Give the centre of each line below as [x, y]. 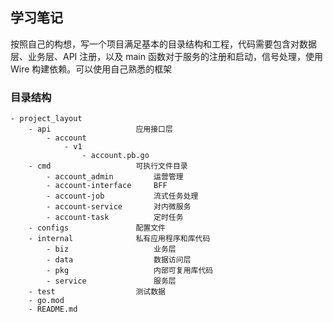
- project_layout [46, 119]
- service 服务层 [111, 281]
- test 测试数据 [97, 292]
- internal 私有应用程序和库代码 [119, 239]
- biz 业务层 [111, 249]
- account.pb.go [115, 156]
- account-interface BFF [107, 186]
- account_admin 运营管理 [115, 177]
